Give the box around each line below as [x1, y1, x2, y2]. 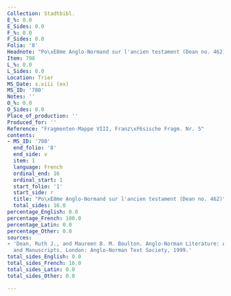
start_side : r [13, 189, 54, 196]
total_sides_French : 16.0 [7, 260, 81, 266]
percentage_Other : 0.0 [7, 228, 72, 235]
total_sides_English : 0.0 [7, 253, 81, 260]
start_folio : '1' [13, 183, 63, 190]
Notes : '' [7, 94, 36, 101]
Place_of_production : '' [7, 112, 78, 119]
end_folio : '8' [13, 145, 57, 151]
